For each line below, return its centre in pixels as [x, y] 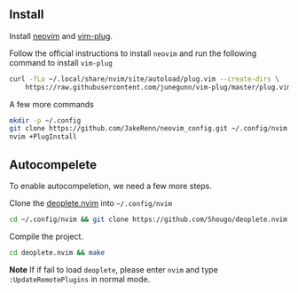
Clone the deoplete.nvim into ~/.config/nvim [91, 203]
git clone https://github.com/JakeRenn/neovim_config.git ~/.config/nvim [149, 129]
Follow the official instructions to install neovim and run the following [133, 53]
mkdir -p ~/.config [45, 120]
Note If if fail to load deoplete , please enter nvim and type [114, 269]
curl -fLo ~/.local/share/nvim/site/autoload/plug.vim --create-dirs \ [144, 79]
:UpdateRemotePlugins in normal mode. [80, 279]
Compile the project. [47, 236]
